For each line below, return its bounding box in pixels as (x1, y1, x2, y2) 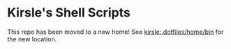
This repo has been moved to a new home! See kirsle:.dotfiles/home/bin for (7, 28, 224, 36)
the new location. (7, 35, 57, 43)
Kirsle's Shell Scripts (7, 5, 131, 21)
